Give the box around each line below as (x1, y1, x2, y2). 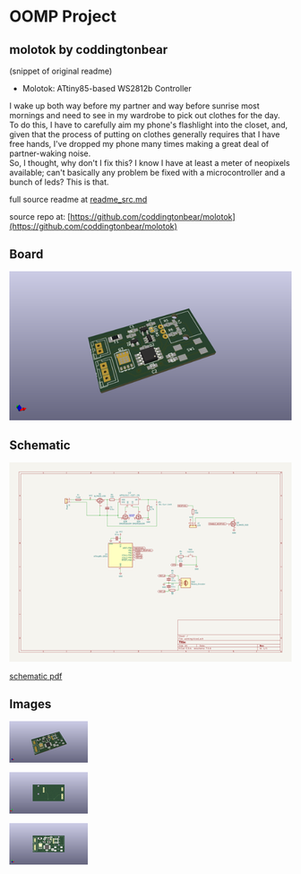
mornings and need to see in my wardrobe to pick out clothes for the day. (9, 110, 280, 120)
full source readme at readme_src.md (9, 195, 148, 204)
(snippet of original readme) (9, 65, 113, 76)
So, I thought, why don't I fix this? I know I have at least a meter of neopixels (9, 158, 290, 168)
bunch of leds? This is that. (9, 177, 109, 187)
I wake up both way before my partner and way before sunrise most (9, 100, 260, 111)
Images (9, 697, 52, 712)
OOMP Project (9, 6, 117, 27)
